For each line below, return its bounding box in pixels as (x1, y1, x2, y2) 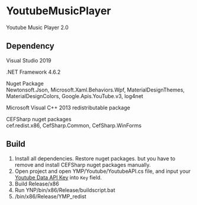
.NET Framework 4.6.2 (6, 68, 61, 75)
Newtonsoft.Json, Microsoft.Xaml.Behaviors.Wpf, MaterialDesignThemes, (6, 86, 185, 93)
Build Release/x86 (14, 180, 59, 187)
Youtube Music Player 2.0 (6, 24, 69, 31)
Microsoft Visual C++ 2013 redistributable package (6, 104, 130, 111)
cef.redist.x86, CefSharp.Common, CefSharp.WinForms (6, 122, 142, 129)
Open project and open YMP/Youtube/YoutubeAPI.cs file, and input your (14, 168, 191, 175)
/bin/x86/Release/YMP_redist (14, 193, 87, 200)
